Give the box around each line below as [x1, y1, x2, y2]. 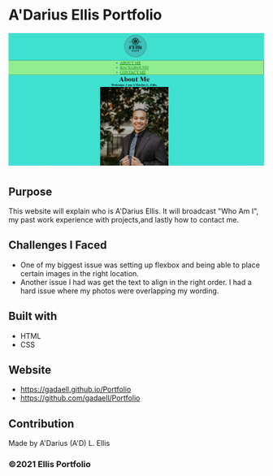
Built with [8, 309, 58, 323]
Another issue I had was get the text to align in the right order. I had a [19, 277, 252, 287]
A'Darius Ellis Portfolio [8, 6, 162, 24]
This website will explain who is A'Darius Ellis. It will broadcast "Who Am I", [8, 206, 259, 216]
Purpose [8, 184, 53, 198]
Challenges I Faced [8, 238, 107, 253]
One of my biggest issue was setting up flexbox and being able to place [19, 260, 260, 270]
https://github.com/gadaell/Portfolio [19, 393, 141, 403]
